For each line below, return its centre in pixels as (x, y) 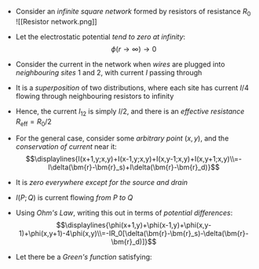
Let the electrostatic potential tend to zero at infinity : (100, 36)
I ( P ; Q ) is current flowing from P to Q (74, 198)
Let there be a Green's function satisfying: (84, 257)
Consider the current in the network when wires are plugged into (120, 64)
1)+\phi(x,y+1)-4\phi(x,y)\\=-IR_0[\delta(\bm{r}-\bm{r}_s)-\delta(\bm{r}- (133, 234)
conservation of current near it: (66, 147)
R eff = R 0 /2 (34, 122)
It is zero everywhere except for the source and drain (102, 183)
